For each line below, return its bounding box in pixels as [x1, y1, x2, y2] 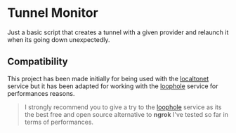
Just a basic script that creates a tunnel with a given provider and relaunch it [7, 28, 229, 36]
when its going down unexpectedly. [7, 35, 110, 43]
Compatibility [7, 56, 68, 68]
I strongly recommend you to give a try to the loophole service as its [24, 103, 222, 111]
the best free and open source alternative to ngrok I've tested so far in [24, 110, 228, 118]
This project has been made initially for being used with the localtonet [7, 74, 209, 83]
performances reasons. [7, 89, 75, 97]
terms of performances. [24, 118, 93, 126]
